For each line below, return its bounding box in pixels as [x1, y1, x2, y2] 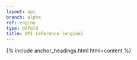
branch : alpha [6, 14, 42, 20]
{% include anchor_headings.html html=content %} [6, 47, 132, 54]
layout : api [6, 8, 36, 15]
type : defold [6, 25, 39, 31]
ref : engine [6, 20, 36, 26]
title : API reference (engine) [6, 31, 84, 37]
